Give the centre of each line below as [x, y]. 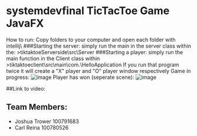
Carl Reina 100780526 [42, 127]
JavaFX [25, 23]
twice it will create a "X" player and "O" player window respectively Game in [98, 71]
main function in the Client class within [53, 58]
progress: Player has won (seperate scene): [70, 77]
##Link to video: [26, 88]
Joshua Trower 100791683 [47, 121]
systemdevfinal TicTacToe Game [88, 11]
